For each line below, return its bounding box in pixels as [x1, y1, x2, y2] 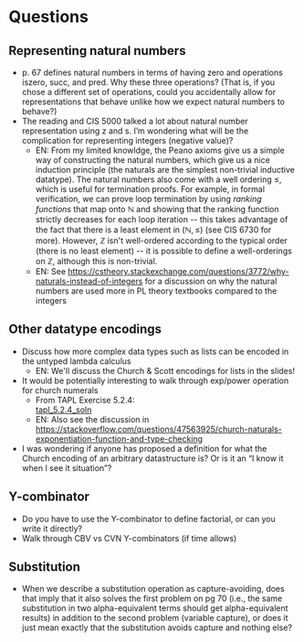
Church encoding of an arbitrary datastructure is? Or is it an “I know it [21, 453, 284, 464]
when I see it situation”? [21, 462, 112, 473]
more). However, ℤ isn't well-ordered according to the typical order [35, 235, 288, 246]
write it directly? [21, 523, 83, 534]
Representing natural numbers [8, 43, 186, 59]
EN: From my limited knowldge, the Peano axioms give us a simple [35, 144, 285, 155]
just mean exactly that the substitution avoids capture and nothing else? [21, 622, 293, 633]
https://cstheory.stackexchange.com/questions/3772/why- [67, 266, 289, 276]
